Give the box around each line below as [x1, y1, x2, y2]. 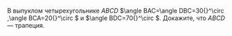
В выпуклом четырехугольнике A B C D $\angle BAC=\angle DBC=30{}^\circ [7, 7, 224, 15]
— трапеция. [7, 21, 45, 29]
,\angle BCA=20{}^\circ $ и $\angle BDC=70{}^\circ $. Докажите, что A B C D [7, 14, 225, 22]
